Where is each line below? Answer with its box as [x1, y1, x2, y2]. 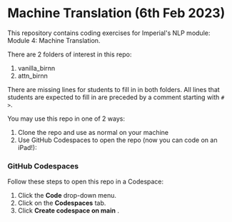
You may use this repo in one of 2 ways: [7, 114, 125, 123]
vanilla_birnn [17, 64, 56, 72]
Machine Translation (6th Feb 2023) [7, 5, 226, 21]
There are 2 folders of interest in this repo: [7, 50, 132, 59]
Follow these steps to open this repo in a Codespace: [7, 177, 164, 186]
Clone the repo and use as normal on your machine [17, 128, 169, 136]
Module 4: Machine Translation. [7, 36, 101, 44]
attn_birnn [17, 71, 48, 80]
